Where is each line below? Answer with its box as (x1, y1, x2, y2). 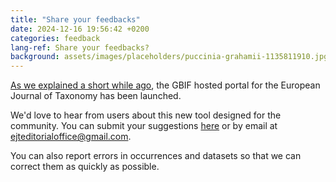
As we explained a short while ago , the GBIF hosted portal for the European (10, 79, 321, 91)
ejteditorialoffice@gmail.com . (10, 131, 132, 143)
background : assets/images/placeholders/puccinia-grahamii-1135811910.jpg (10, 52, 329, 62)
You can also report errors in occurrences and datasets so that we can (10, 150, 302, 162)
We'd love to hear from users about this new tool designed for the (10, 109, 282, 121)
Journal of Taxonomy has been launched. (10, 90, 182, 102)
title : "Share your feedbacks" (10, 14, 141, 25)
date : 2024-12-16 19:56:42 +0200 (10, 24, 150, 34)
